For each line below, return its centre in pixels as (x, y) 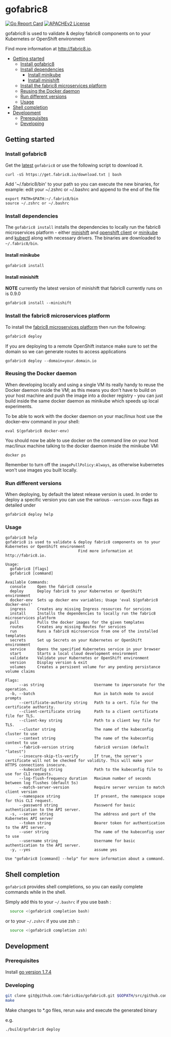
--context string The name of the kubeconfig (86, 738)
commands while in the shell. (36, 892)
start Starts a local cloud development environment (74, 654)
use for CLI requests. (29, 774)
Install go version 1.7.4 (28, 972)
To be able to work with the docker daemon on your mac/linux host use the (84, 416)
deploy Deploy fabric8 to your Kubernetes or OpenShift (76, 591)
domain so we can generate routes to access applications (66, 351)
